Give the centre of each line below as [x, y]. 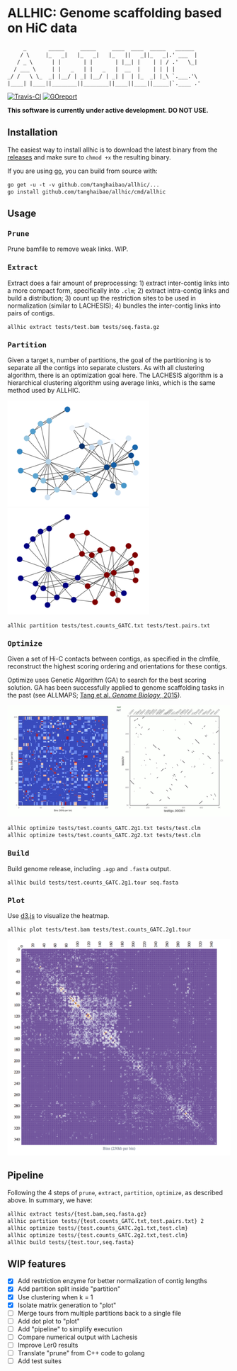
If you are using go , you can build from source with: [82, 171]
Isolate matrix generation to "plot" [67, 1305]
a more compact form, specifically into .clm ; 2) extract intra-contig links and [118, 290]
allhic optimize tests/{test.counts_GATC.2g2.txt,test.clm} [98, 1235]
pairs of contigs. [31, 313]
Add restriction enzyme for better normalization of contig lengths [112, 1281]
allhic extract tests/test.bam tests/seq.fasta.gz [83, 327]
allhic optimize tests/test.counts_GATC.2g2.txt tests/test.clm [104, 835]
